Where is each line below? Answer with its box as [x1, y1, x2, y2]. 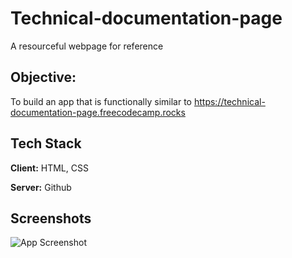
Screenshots [10, 210, 92, 227]
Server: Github [10, 181, 72, 193]
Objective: [10, 69, 77, 86]
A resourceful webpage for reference [10, 40, 164, 52]
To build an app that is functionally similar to [10, 95, 193, 107]
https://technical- [193, 95, 266, 107]
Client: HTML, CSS [10, 162, 89, 174]
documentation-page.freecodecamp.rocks [10, 106, 186, 118]
